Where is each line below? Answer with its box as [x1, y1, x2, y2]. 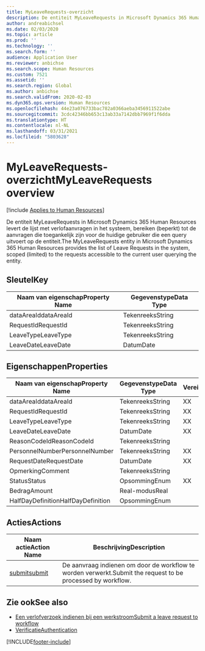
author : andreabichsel [6, 20, 64, 26]
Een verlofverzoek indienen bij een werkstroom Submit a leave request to [15, 613, 198, 620]
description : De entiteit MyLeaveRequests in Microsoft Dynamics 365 [6, 15, 187, 21]
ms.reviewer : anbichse [6, 60, 64, 66]
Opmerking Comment [9, 467, 70, 475]
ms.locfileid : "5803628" [6, 134, 70, 140]
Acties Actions [6, 517, 62, 528]
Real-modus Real [119, 487, 168, 495]
